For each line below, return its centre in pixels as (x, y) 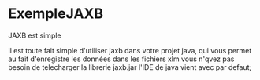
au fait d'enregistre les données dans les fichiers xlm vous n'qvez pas (121, 59)
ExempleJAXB (56, 14)
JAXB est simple (35, 35)
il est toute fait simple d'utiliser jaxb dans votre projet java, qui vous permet (130, 50)
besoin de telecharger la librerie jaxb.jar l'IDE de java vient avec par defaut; (130, 67)
